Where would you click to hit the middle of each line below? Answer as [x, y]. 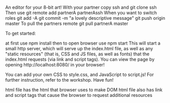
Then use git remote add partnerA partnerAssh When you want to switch [81, 13]
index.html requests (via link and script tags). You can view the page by [80, 59]
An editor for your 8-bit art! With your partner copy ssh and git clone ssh [81, 7]
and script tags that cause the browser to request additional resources [79, 95]
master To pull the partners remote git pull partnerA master [67, 23]
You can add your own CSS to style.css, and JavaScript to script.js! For [79, 75]
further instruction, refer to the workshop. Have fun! [59, 80]
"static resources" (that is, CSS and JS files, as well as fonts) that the [77, 54]
